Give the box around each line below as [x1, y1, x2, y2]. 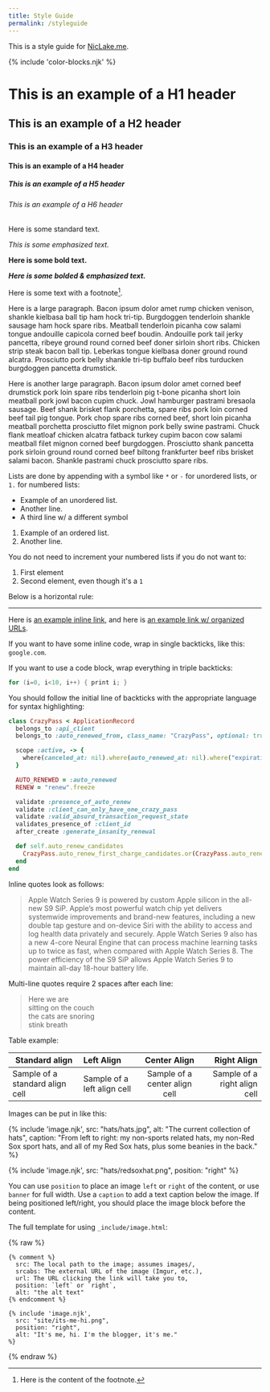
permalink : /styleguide [8, 19, 88, 27]
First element [19, 567, 64, 577]
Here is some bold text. [8, 255, 88, 265]
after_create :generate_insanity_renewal [15, 828, 157, 836]
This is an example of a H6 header [8, 199, 123, 209]
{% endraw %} [8, 1351, 58, 1361]
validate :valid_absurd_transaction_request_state [15, 813, 189, 821]
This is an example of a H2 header [8, 117, 182, 131]
